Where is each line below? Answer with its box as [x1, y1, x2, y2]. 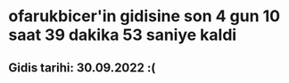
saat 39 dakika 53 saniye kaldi [8, 25, 237, 45]
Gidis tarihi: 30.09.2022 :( [8, 60, 156, 75]
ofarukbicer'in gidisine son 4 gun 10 [8, 6, 281, 26]
